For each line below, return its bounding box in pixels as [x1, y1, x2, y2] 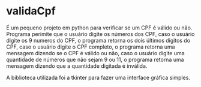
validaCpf [6, 4, 56, 18]
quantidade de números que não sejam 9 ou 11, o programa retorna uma [6, 56, 184, 63]
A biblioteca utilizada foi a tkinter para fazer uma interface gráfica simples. [6, 74, 191, 81]
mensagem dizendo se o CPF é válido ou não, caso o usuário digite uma [6, 49, 185, 56]
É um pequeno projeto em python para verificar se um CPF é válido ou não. [6, 24, 193, 31]
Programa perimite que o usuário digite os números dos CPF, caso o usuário [6, 30, 195, 37]
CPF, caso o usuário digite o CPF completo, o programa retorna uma [6, 43, 175, 50]
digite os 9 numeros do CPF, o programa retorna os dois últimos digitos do [6, 37, 191, 44]
